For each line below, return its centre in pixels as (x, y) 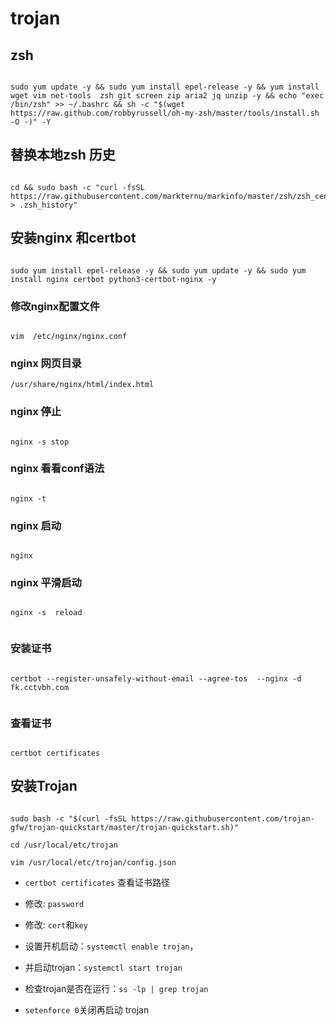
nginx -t (28, 498)
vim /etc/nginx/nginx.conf (69, 336)
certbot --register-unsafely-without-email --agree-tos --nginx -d (156, 678)
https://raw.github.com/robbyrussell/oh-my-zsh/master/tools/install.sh (165, 113)
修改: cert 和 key (56, 924)
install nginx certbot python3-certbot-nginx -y (113, 279)
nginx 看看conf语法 (57, 469)
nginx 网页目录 (46, 363)
